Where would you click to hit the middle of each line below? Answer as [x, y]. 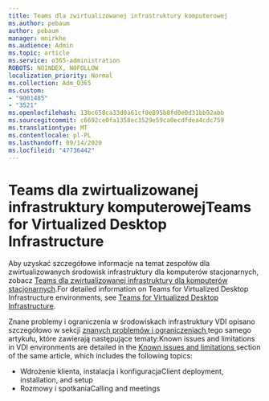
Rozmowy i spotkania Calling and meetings [90, 389]
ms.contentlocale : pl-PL [50, 135]
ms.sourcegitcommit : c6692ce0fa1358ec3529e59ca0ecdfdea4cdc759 [116, 121]
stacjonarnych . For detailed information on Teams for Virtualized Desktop [128, 289]
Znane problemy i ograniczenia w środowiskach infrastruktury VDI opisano [132, 321]
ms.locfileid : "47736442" [51, 150]
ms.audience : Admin [41, 46]
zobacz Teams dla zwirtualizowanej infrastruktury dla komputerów [118, 280]
